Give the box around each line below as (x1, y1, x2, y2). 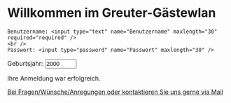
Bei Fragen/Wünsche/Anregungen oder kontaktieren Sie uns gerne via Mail (7, 88, 224, 96)
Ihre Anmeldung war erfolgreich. (7, 74, 101, 82)
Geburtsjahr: (7, 59, 43, 67)
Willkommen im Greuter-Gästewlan (7, 5, 216, 21)
